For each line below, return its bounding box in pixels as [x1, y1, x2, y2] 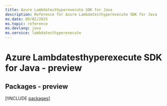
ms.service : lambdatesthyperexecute [5, 30, 81, 35]
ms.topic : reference [5, 21, 48, 26]
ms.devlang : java [5, 26, 41, 31]
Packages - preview [5, 82, 68, 91]
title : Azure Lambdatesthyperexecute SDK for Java [5, 7, 113, 12]
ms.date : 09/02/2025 [5, 16, 48, 21]
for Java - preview [5, 63, 82, 74]
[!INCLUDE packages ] [5, 96, 50, 101]
